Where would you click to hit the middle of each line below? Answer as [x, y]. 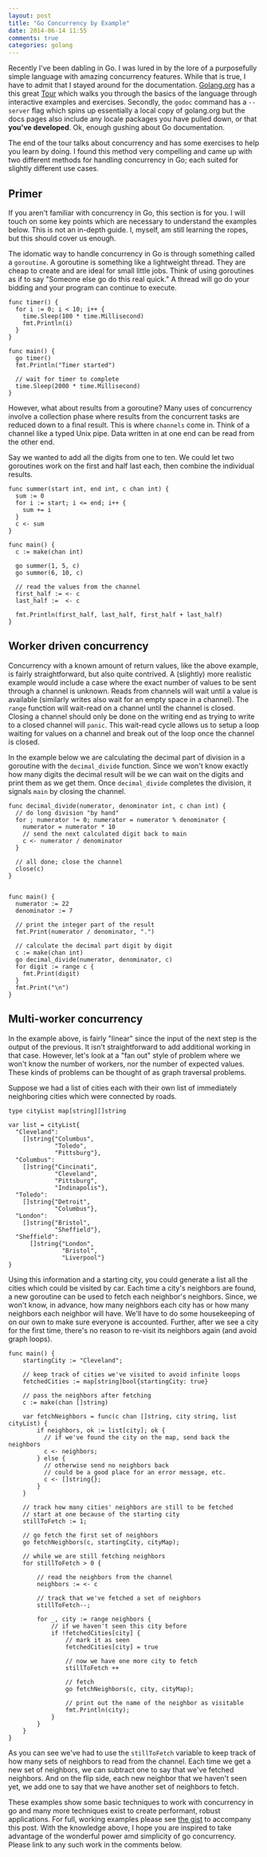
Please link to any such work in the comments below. [95, 1844]
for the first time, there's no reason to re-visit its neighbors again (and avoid [133, 1330]
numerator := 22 [42, 903]
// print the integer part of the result [85, 925]
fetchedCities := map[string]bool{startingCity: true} [116, 1381]
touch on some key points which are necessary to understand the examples [133, 221]
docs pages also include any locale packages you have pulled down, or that [133, 119]
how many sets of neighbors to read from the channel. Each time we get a [130, 1761]
